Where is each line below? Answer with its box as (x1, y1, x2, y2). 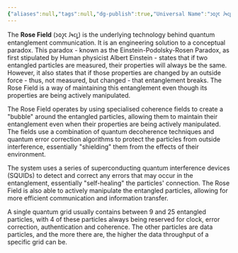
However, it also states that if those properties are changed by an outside (7, 68, 222, 77)
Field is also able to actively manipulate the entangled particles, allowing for (7, 186, 229, 195)
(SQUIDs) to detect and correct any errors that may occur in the (7, 171, 193, 179)
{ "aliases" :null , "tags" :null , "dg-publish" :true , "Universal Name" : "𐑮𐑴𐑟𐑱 (7, 10, 221, 18)
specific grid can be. (7, 237, 67, 246)
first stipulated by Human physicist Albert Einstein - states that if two (7, 53, 208, 62)
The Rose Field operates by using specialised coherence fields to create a (7, 104, 223, 113)
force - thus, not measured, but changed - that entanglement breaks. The (7, 76, 222, 84)
